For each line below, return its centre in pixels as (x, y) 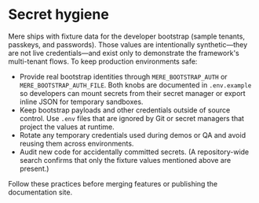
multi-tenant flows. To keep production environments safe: (103, 61)
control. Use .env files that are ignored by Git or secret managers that (132, 118)
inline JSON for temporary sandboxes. (81, 101)
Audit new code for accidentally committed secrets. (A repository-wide (134, 152)
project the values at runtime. (67, 127)
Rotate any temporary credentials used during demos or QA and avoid (132, 135)
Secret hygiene (59, 15)
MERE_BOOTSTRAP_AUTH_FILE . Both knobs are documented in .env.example (135, 85)
